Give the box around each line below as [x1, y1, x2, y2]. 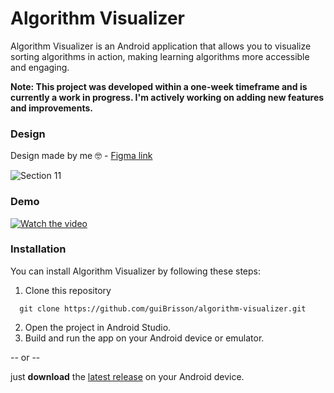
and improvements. [10, 102, 93, 114]
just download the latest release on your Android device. [10, 370, 245, 382]
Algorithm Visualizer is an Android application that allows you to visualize [10, 40, 312, 52]
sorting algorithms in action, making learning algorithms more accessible [10, 50, 310, 62]
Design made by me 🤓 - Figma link [10, 150, 153, 162]
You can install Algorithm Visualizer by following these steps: [10, 265, 262, 277]
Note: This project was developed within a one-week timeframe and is [10, 80, 308, 92]
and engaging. [10, 61, 70, 73]
